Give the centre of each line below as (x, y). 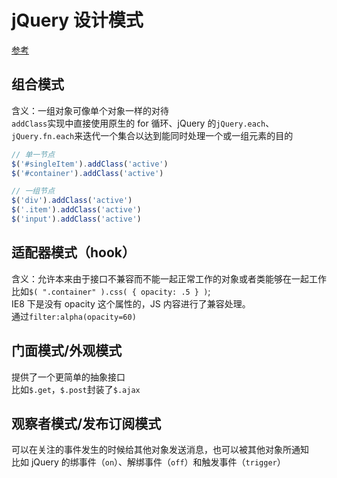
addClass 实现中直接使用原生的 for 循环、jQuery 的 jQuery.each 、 (143, 123)
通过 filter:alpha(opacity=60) (74, 316)
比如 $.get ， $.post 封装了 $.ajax (76, 389)
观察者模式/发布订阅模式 (86, 423)
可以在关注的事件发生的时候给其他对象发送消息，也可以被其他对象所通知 (160, 450)
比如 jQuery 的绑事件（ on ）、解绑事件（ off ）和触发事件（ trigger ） (148, 462)
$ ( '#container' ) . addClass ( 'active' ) (87, 173)
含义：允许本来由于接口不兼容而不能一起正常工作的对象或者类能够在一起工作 (169, 278)
